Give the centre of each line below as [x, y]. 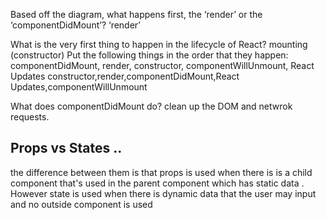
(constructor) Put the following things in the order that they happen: [149, 55]
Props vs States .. [66, 148]
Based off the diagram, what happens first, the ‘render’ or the [136, 14]
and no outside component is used [81, 204]
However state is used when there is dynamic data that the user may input [163, 193]
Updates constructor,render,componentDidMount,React [125, 76]
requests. [30, 117]
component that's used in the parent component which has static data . [157, 183]
